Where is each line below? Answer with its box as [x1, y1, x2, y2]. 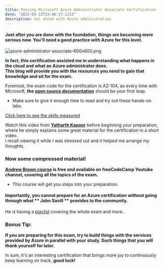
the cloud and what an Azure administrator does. [5, 63, 108, 69]
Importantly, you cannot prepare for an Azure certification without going [5, 192, 157, 198]
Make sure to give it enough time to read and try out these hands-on [12, 97, 152, 104]
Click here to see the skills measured [5, 112, 81, 118]
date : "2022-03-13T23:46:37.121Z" [5, 12, 77, 17]
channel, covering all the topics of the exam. [5, 171, 98, 178]
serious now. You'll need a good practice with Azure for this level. [5, 37, 142, 42]
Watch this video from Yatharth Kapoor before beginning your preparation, [5, 122, 158, 128]
